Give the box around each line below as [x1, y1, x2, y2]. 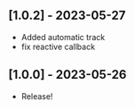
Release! [20, 90, 53, 102]
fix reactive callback [20, 41, 95, 52]
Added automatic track [20, 31, 106, 42]
